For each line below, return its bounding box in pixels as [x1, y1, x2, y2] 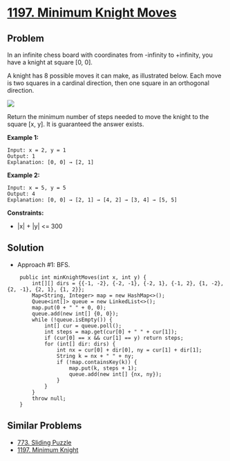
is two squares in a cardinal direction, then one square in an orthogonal [7, 79, 209, 87]
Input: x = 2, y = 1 [7, 147, 67, 154]
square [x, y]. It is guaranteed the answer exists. [7, 120, 144, 128]
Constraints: [7, 209, 44, 217]
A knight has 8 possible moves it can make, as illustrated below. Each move [7, 71, 222, 80]
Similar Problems [7, 420, 82, 432]
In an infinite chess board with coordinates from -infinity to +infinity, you [7, 51, 213, 59]
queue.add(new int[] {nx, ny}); [68, 370, 162, 378]
